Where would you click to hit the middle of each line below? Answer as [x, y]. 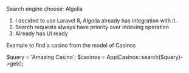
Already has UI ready [41, 33]
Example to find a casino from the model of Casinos [71, 45]
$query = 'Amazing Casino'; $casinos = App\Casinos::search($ [85, 57]
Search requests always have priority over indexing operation [92, 27]
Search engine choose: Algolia [45, 9]
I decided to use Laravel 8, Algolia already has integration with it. [96, 20]
